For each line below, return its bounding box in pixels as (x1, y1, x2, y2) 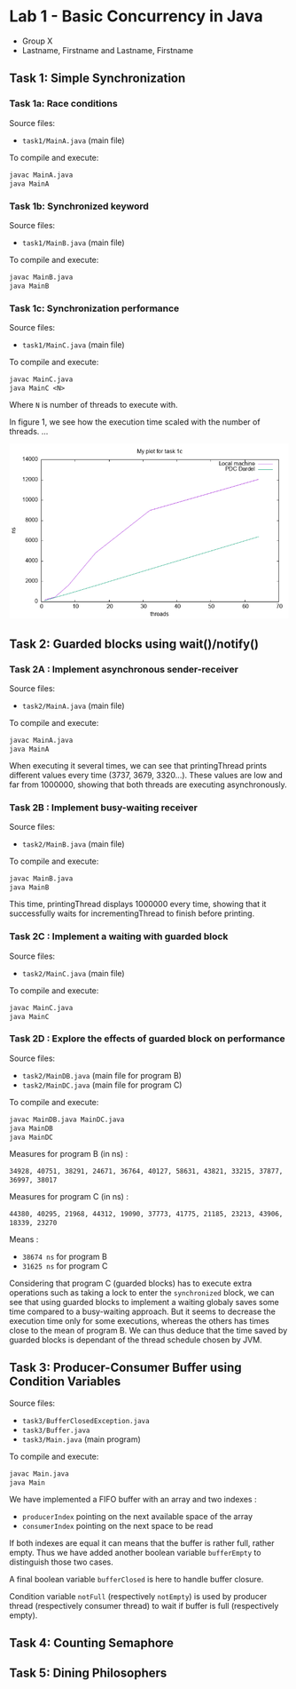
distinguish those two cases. (9, 1557, 113, 1567)
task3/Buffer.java (21, 1426, 90, 1435)
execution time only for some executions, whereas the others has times (9, 1315, 270, 1326)
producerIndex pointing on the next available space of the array (21, 1510, 253, 1521)
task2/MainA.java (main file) (21, 700, 126, 711)
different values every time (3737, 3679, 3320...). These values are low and (9, 769, 284, 780)
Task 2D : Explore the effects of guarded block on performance (9, 1032, 285, 1045)
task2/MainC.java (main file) (21, 968, 126, 978)
